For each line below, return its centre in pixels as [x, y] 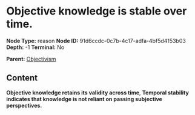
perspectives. [24, 105]
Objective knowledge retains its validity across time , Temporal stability [97, 93]
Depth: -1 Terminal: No [35, 47]
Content [22, 78]
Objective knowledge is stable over [97, 11]
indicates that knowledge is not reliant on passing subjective [84, 99]
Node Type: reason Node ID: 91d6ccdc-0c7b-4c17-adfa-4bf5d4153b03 [96, 41]
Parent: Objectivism [31, 59]
